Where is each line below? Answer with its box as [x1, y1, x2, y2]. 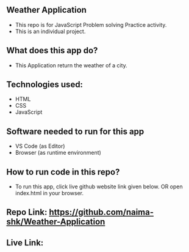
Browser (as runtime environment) [15, 149, 102, 157]
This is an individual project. [15, 28, 86, 35]
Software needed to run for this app [6, 126, 144, 136]
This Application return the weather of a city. [15, 61, 128, 69]
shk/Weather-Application [6, 217, 105, 227]
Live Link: [6, 237, 44, 248]
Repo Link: [6, 207, 48, 218]
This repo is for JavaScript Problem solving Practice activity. [15, 21, 167, 28]
